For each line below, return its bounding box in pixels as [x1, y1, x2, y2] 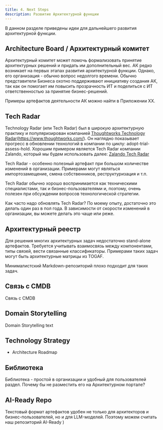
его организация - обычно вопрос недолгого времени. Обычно [5, 73, 137, 79]
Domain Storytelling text [5, 322, 54, 328]
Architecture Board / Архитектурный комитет [5, 44, 149, 53]
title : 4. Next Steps [5, 7, 49, 12]
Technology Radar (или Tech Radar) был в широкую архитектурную [5, 125, 145, 131]
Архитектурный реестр [5, 225, 81, 233]
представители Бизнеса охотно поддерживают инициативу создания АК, [5, 78, 158, 84]
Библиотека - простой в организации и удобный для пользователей [5, 377, 146, 383]
